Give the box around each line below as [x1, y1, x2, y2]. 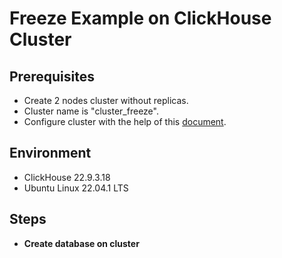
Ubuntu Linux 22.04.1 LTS [23, 182, 129, 194]
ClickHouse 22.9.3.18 [23, 171, 111, 183]
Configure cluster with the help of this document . [23, 116, 227, 127]
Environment [9, 145, 92, 162]
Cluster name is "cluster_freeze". [23, 105, 159, 117]
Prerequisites [9, 68, 95, 85]
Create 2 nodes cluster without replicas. [23, 95, 189, 106]
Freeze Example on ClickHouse [9, 7, 272, 30]
